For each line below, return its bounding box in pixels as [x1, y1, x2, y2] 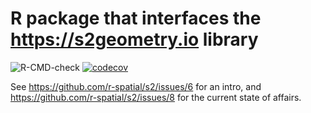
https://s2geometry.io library [10, 28, 259, 51]
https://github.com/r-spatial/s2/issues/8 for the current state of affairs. [10, 91, 302, 103]
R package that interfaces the [10, 7, 262, 30]
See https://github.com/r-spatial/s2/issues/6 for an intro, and [10, 80, 262, 92]
